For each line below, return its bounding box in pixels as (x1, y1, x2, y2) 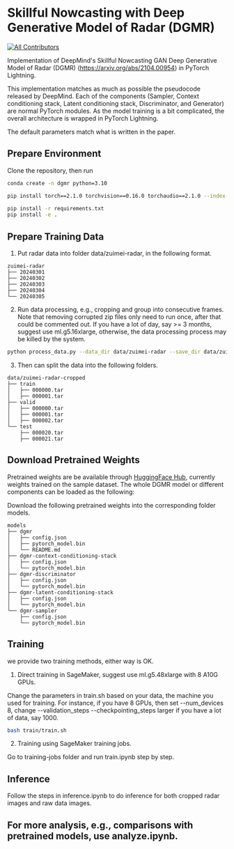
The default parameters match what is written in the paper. (7, 127, 176, 136)
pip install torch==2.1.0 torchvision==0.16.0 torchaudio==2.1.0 (7, 192, 201, 199)
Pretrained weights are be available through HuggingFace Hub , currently (7, 472, 216, 481)
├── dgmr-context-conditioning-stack (7, 552, 117, 559)
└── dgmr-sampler (7, 607, 58, 614)
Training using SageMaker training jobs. (17, 740, 132, 748)
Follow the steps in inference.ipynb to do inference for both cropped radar (7, 792, 220, 800)
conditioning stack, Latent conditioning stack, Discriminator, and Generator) (7, 99, 224, 107)
